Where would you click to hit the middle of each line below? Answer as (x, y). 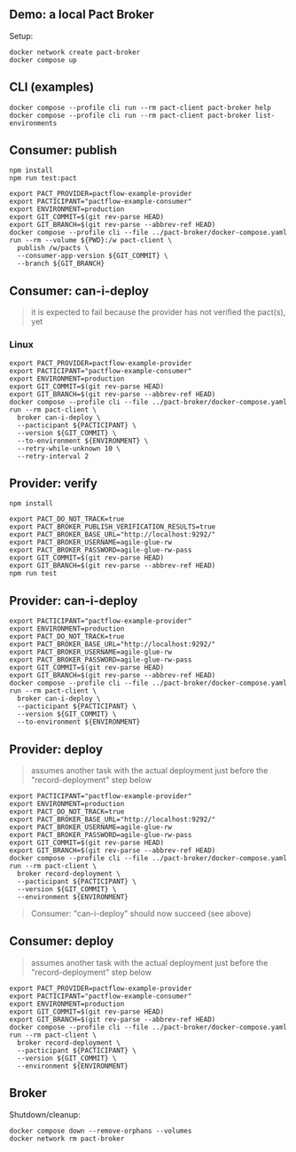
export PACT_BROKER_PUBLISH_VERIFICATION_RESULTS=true (113, 527)
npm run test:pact (43, 178)
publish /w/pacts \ (53, 248)
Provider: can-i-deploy (74, 601)
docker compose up (43, 60)
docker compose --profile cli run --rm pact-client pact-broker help (140, 107)
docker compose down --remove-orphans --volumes (101, 1131)
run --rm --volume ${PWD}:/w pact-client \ (91, 240)
